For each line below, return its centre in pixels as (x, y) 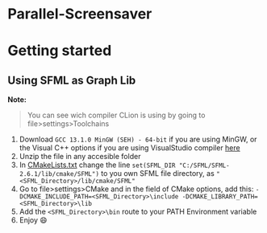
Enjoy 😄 (33, 220)
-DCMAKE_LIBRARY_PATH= (220, 197)
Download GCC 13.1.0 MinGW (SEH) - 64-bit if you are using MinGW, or (138, 139)
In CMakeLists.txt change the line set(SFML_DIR (97, 165)
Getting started (60, 51)
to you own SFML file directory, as (158, 174)
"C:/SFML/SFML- (204, 166)
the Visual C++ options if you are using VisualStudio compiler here (129, 148)
